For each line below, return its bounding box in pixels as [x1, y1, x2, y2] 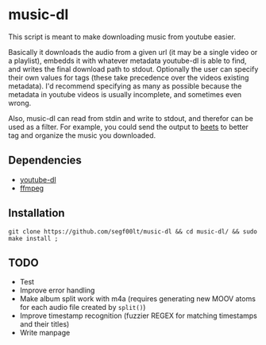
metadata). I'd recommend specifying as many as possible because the [8, 81, 242, 91]
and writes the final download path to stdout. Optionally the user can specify [8, 64, 259, 73]
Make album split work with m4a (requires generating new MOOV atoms [19, 294, 256, 304]
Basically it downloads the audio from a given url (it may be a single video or [8, 47, 258, 57]
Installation [8, 206, 65, 220]
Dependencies [8, 154, 82, 167]
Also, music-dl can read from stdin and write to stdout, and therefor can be [8, 113, 254, 123]
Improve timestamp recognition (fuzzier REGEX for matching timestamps [19, 311, 258, 320]
